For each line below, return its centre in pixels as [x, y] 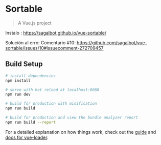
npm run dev [18, 95]
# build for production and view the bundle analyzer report [72, 118]
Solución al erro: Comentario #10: [40, 42]
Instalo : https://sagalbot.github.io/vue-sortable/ [56, 33]
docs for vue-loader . [27, 137]
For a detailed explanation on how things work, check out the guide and [81, 132]
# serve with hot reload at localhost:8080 [52, 90]
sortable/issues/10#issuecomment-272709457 [54, 48]
